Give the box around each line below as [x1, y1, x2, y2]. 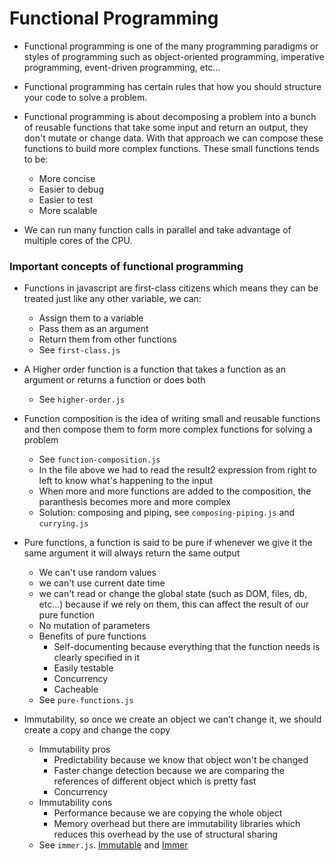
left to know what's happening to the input [38, 475, 214, 487]
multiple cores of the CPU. [23, 234, 133, 246]
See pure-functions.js [38, 694, 134, 706]
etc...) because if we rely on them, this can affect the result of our [38, 598, 310, 611]
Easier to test [38, 193, 94, 206]
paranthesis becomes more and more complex [38, 496, 231, 508]
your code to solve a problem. [23, 91, 148, 103]
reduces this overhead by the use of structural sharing [53, 828, 279, 841]
